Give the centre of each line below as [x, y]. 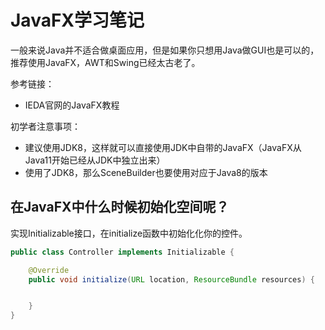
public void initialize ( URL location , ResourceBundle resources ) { [171, 279]
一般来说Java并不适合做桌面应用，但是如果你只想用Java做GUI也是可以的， [165, 50]
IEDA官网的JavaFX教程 [72, 105]
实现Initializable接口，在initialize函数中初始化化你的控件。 [129, 233]
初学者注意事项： [45, 126]
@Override [49, 270]
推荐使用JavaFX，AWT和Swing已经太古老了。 [105, 62]
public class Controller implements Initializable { [122, 252]
